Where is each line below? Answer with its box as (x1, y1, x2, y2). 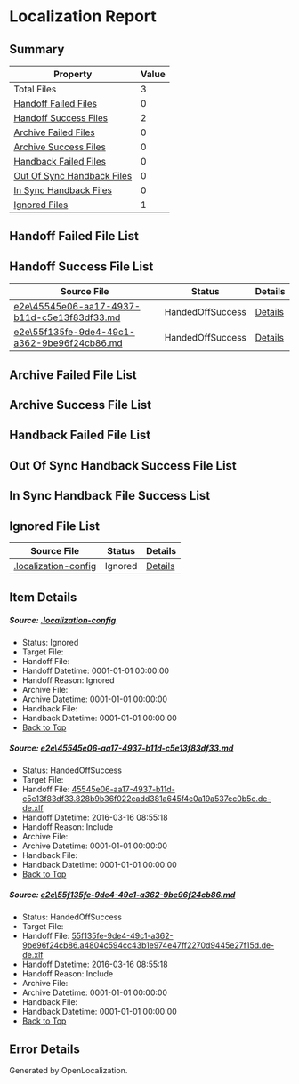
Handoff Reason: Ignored (21, 675, 115, 686)
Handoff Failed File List (9, 229, 140, 244)
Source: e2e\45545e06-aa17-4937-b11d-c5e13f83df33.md (9, 743, 234, 753)
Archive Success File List (9, 397, 152, 413)
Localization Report (9, 6, 158, 27)
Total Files (13, 83, 57, 95)
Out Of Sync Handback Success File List (9, 458, 238, 473)
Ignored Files (13, 198, 69, 211)
